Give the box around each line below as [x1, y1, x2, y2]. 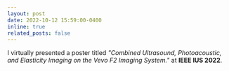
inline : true [7, 23, 46, 30]
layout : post [7, 10, 46, 17]
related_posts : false [7, 29, 71, 37]
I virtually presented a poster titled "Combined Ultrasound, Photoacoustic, [7, 49, 222, 57]
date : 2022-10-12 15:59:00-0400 [7, 17, 102, 24]
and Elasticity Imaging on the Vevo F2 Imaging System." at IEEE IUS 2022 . [7, 56, 223, 65]
